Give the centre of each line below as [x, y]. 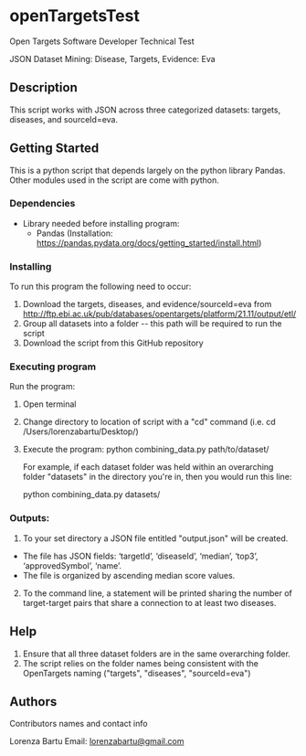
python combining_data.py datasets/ [91, 495]
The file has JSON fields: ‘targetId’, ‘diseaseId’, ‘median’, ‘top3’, [140, 556]
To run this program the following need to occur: [100, 287]
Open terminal [49, 404]
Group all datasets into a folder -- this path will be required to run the [152, 324]
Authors [33, 702]
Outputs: [30, 518]
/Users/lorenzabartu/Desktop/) [80, 431]
